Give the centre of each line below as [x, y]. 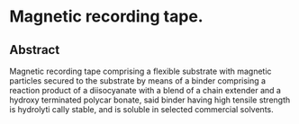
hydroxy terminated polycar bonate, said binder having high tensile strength [150, 100]
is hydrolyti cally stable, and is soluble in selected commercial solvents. [142, 109]
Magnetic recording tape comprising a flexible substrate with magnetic [140, 71]
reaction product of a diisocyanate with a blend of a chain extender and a [145, 90]
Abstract [35, 50]
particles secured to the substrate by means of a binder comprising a [138, 81]
